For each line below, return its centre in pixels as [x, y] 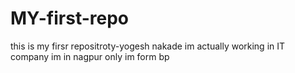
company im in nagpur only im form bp [90, 56]
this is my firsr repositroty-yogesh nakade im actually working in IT [148, 46]
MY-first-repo [70, 18]
